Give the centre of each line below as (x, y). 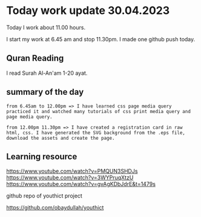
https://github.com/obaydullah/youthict (55, 208)
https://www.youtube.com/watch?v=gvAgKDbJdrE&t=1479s (81, 184)
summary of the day (45, 92)
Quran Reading (35, 58)
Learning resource (42, 157)
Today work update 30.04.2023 (88, 11)
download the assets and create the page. (61, 138)
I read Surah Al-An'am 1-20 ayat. (47, 73)
